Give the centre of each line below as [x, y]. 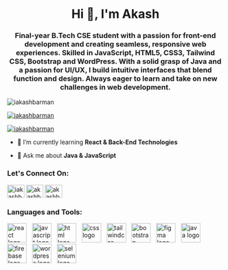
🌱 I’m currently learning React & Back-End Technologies [97, 142]
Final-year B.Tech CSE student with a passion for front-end [115, 36]
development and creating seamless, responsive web [115, 44]
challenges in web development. [115, 87]
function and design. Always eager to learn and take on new [115, 79]
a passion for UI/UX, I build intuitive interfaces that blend [115, 70]
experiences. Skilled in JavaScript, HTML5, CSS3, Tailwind [115, 53]
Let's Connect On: [38, 174]
